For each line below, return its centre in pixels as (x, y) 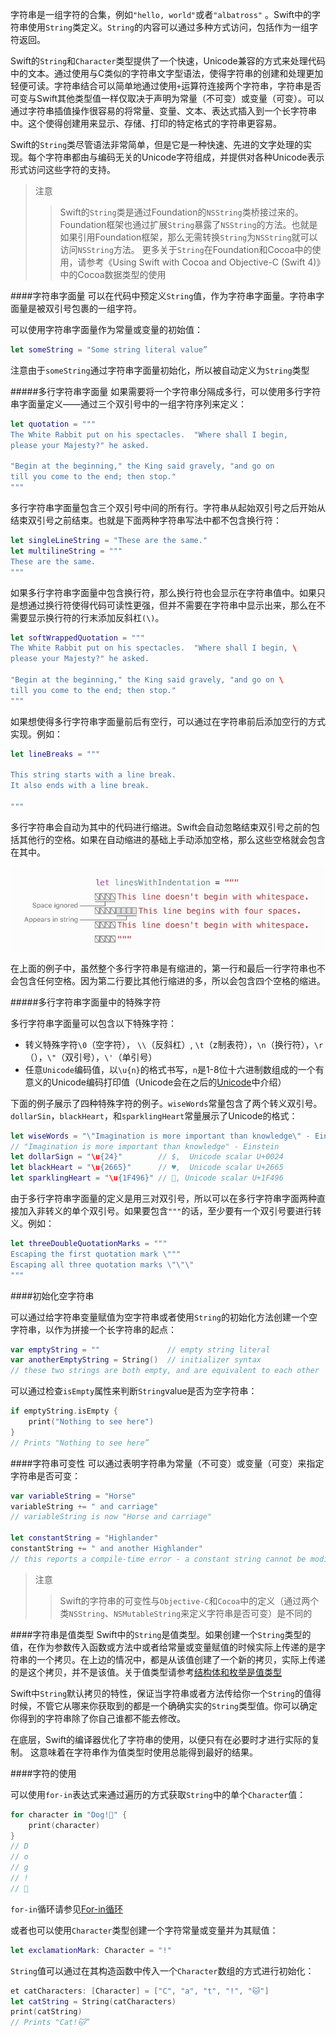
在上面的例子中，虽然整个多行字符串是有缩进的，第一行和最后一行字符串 (159, 968)
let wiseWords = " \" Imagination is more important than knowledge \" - (160, 1136)
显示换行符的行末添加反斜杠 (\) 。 (96, 617)
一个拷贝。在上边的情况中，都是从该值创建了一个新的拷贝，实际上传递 (181, 1659)
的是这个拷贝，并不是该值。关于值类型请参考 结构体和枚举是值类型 (146, 1672)
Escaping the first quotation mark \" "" (96, 1254)
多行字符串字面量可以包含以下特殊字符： (93, 1023)
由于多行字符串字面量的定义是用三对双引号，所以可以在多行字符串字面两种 (163, 1199)
